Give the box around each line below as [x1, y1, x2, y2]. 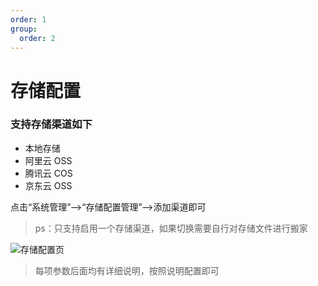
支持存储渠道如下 [10, 117, 93, 131]
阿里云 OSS [24, 154, 73, 166]
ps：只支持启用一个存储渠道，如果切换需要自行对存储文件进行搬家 [34, 222, 308, 234]
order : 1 [10, 14, 47, 25]
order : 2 [19, 33, 56, 43]
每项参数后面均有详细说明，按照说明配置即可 [34, 264, 220, 276]
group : [10, 24, 38, 34]
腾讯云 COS [24, 167, 73, 179]
